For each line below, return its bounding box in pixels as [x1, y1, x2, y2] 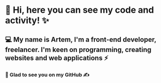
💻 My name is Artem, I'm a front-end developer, [5, 35, 157, 44]
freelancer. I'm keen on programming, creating [5, 45, 152, 54]
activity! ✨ [5, 15, 49, 26]
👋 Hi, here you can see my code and [5, 4, 154, 16]
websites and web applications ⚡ [5, 54, 109, 62]
